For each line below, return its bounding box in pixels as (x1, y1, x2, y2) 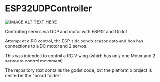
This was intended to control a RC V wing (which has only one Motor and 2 (5, 52, 156, 59)
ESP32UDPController (5, 3, 92, 14)
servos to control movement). (5, 58, 64, 63)
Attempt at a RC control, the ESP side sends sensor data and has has (5, 38, 144, 44)
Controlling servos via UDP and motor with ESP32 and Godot (5, 28, 128, 34)
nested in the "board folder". (5, 72, 62, 78)
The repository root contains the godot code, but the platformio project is (5, 67, 152, 73)
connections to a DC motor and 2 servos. (5, 43, 88, 49)
